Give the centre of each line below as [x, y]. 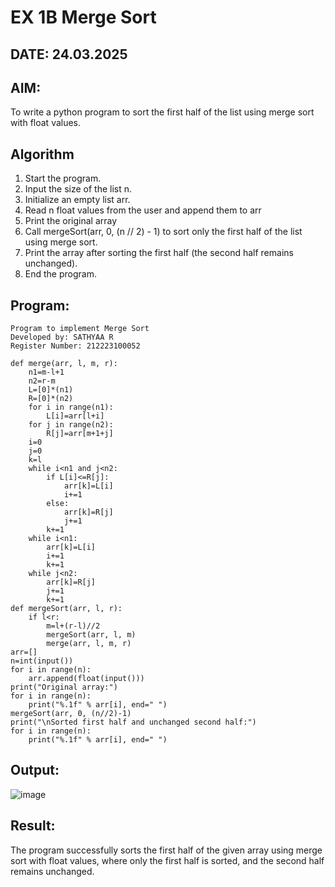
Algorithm [42, 154]
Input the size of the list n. [78, 189]
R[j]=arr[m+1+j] [80, 434]
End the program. [60, 274]
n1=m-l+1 [46, 372]
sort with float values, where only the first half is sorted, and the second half [167, 860]
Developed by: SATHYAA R [62, 337]
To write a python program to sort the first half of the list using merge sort [162, 112]
